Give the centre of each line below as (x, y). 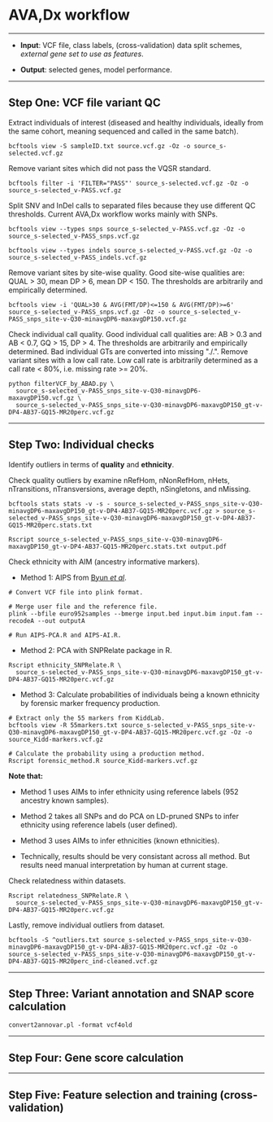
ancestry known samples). (65, 800)
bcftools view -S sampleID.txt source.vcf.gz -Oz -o (100, 146)
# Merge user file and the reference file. (83, 607)
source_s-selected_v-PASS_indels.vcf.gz (78, 257)
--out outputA (61, 620)
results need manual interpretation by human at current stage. (124, 865)
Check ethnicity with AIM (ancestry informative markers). (104, 561)
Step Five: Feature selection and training (113, 1095)
